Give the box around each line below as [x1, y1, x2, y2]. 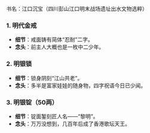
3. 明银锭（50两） [6, 98, 59, 106]
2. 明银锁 [6, 60, 32, 68]
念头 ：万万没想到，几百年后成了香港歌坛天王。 [14, 120, 130, 127]
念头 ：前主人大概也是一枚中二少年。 [14, 43, 105, 50]
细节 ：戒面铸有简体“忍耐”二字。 [14, 36, 94, 43]
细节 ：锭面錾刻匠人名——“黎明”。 [14, 112, 99, 120]
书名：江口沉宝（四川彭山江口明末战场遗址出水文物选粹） [6, 5, 148, 12]
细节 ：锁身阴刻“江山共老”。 [14, 74, 83, 81]
